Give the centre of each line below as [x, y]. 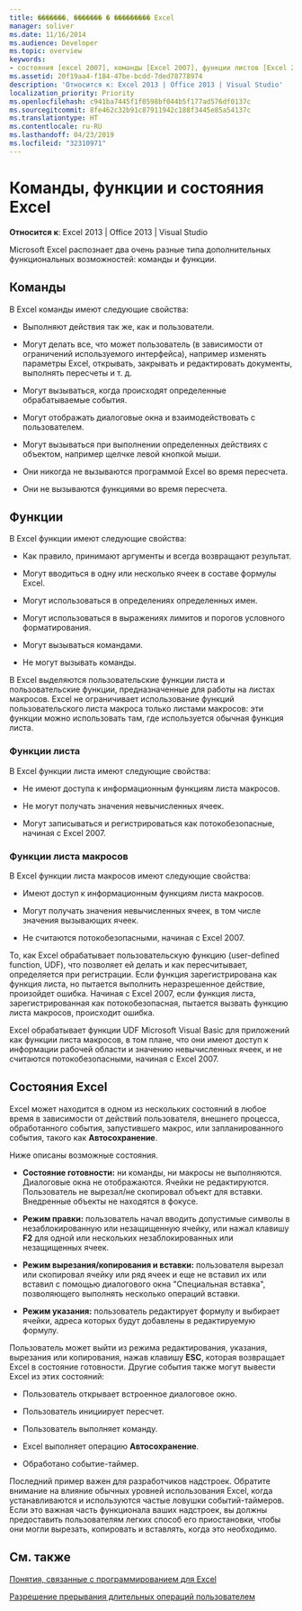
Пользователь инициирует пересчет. [93, 1411]
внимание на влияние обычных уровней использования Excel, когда [141, 1490]
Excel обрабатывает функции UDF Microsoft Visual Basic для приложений [150, 1030]
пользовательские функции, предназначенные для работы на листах [142, 689]
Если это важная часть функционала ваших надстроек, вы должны [138, 1509]
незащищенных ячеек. [66, 1247]
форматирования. [57, 628]
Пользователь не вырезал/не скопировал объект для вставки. [142, 1191]
